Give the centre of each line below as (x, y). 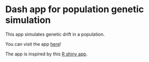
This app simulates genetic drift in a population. (55, 34)
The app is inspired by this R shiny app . (47, 54)
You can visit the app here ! (33, 44)
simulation (28, 20)
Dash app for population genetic (74, 9)
